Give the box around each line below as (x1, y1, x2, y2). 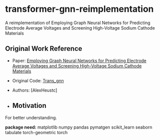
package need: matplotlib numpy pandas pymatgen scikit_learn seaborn (5, 124, 153, 130)
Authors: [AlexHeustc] (12, 87, 58, 93)
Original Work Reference (5, 44, 83, 53)
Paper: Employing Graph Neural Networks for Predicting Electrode (12, 58, 147, 64)
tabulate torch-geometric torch (5, 129, 68, 135)
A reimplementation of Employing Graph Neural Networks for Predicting (5, 20, 151, 26)
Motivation (12, 102, 47, 110)
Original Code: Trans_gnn (12, 77, 64, 83)
